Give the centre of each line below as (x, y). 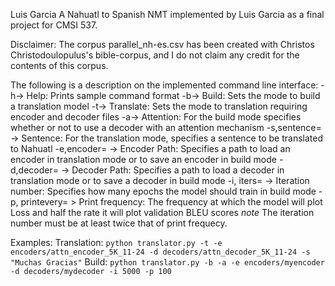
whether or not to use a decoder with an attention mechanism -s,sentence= (166, 127)
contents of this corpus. (59, 65)
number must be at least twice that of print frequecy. (119, 223)
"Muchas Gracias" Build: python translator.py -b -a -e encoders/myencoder (167, 262)
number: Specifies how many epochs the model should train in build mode (163, 191)
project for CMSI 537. (54, 25)
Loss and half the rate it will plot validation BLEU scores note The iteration (162, 212)
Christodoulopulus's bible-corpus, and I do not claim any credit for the (155, 55)
